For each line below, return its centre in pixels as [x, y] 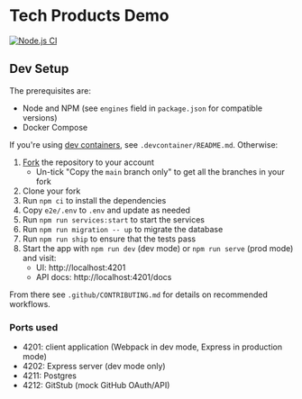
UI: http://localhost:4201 [81, 268]
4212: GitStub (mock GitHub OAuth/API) [96, 385]
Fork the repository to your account [88, 162]
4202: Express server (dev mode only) [94, 367]
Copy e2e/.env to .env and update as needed [106, 210]
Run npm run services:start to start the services [114, 219]
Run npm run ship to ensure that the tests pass [109, 239]
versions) [40, 117]
